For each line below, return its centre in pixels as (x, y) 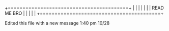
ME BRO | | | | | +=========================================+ (84, 13)
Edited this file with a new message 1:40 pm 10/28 (57, 23)
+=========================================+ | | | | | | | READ (84, 8)
